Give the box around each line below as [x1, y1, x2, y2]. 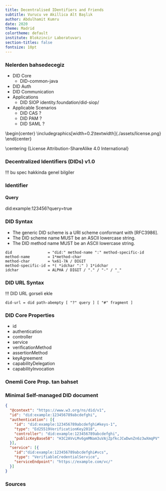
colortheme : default [5, 31, 48, 36]
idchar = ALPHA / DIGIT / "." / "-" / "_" [5, 267, 122, 273]
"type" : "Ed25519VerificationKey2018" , [14, 426, 97, 432]
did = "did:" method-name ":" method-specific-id [5, 250, 144, 255]
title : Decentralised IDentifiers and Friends [5, 7, 104, 13]
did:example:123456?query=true [5, 205, 72, 211]
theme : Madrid [5, 26, 35, 31]
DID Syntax [5, 218, 33, 225]
